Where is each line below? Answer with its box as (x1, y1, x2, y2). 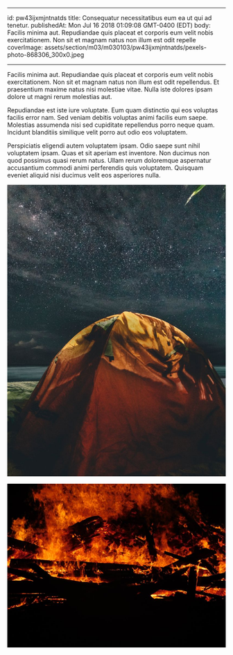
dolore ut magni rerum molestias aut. (7, 93, 112, 101)
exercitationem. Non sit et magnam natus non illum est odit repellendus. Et (7, 78, 220, 86)
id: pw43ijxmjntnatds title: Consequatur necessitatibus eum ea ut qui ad (7, 14, 212, 21)
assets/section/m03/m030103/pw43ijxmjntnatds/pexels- (44, 43, 207, 51)
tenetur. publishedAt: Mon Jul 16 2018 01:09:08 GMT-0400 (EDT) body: (7, 21, 211, 29)
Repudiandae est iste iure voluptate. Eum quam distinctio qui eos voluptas (7, 106, 218, 114)
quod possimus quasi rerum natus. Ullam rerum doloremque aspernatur (7, 157, 212, 164)
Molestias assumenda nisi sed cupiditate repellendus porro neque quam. (7, 121, 215, 129)
